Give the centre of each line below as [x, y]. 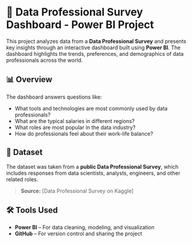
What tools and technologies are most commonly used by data [91, 108]
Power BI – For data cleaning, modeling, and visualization [84, 228]
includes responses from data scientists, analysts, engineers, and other [93, 173]
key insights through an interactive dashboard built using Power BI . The [93, 48]
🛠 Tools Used [32, 210]
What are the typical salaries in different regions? [75, 121]
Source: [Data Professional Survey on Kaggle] [77, 191]
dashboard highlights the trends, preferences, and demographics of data [95, 53]
